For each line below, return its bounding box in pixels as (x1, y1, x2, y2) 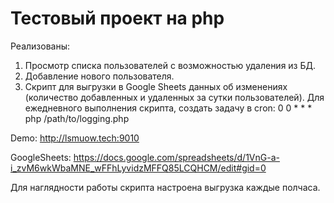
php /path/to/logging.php (24, 112, 130, 124)
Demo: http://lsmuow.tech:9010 (10, 132, 140, 144)
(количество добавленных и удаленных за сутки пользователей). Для (24, 91, 325, 103)
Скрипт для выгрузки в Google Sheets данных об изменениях (24, 80, 288, 92)
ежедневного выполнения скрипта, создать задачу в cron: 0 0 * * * (24, 102, 313, 114)
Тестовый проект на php (10, 7, 225, 30)
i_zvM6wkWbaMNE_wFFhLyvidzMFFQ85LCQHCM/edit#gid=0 (10, 162, 267, 174)
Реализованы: (10, 40, 71, 52)
